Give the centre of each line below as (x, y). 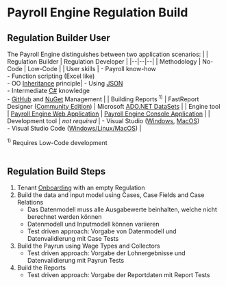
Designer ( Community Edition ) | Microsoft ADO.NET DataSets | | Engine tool (114, 106)
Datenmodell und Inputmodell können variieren (93, 224)
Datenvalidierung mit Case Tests (73, 239)
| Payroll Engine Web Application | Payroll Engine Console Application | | (109, 114)
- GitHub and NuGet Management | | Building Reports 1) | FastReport (103, 99)
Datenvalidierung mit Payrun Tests (76, 261)
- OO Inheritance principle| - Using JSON (65, 83)
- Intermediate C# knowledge (49, 91)
